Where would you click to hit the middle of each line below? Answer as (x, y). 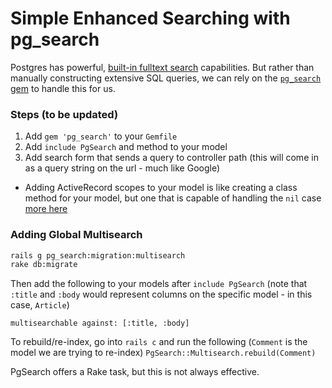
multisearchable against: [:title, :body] (100, 323)
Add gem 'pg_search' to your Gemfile (101, 136)
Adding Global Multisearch (76, 235)
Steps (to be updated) (64, 114)
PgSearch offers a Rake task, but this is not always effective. (135, 372)
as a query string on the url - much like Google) (122, 168)
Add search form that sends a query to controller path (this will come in (171, 158)
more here (46, 209)
